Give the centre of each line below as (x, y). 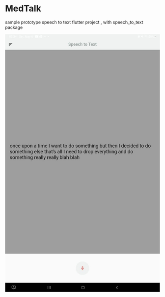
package (14, 27)
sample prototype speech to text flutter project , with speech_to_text (74, 22)
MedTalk (23, 9)
